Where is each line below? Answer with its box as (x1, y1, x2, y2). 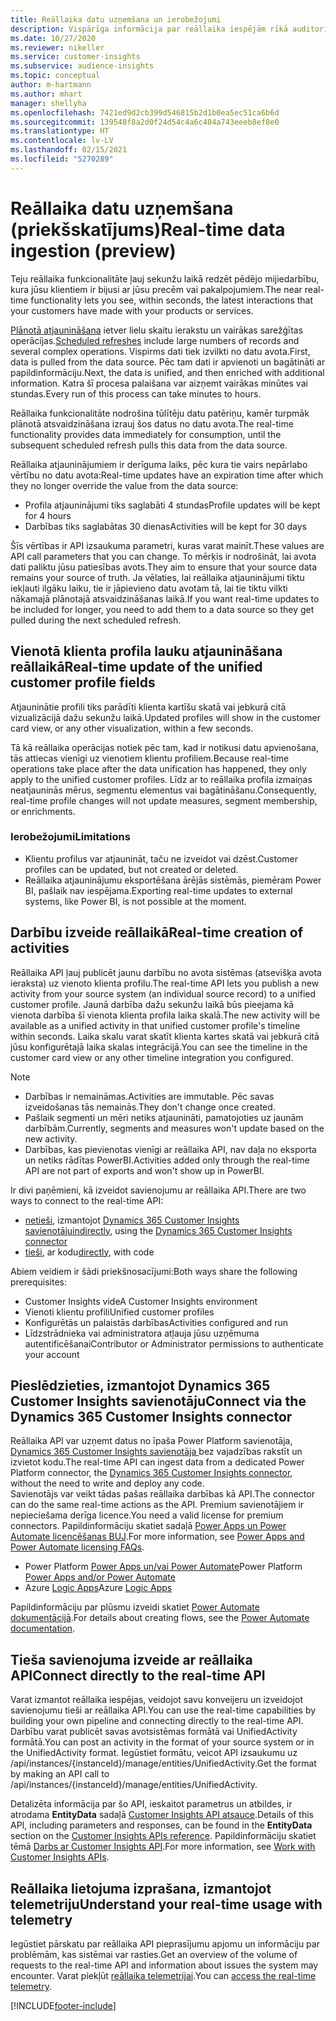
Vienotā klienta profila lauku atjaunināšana (10, 643, 283, 660)
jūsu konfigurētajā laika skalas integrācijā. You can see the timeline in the (10, 1041, 308, 1053)
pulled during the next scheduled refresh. (10, 614, 182, 626)
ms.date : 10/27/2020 (10, 33, 97, 43)
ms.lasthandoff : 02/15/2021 (10, 145, 128, 155)
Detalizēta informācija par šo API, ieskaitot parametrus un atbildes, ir (10, 1798, 293, 1810)
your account (24, 1348, 80, 1360)
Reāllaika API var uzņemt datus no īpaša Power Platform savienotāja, (10, 1435, 293, 1447)
